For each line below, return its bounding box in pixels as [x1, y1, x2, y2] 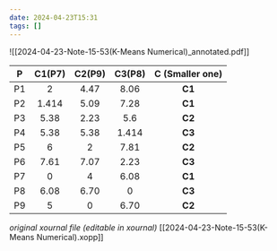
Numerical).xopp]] [36, 231, 104, 242]
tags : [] [9, 22, 42, 30]
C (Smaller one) [153, 67, 223, 80]
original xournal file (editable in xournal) [9, 221, 158, 233]
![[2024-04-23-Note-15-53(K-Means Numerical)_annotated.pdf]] [9, 46, 250, 56]
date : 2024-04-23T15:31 [9, 13, 99, 22]
